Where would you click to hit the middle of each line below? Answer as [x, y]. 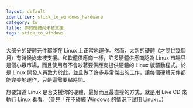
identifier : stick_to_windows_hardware [55, 17]
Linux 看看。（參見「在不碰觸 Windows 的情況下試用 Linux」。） [92, 99]
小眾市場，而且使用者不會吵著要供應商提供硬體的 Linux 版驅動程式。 [99, 65]
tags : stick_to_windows [35, 33]
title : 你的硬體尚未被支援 [35, 28]
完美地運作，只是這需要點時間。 [49, 80]
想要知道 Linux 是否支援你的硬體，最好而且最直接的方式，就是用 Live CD [93, 92]
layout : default [26, 11]
